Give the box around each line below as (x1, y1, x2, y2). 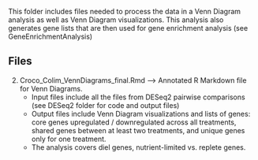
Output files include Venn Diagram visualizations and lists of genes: (31, 109, 251, 118)
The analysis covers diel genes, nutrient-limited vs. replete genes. (31, 142, 246, 152)
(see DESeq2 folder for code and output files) (31, 100, 180, 110)
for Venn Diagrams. (19, 84, 83, 93)
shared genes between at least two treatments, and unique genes (31, 125, 245, 135)
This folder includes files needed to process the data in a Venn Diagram (8, 7, 241, 16)
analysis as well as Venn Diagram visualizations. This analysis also (8, 15, 224, 24)
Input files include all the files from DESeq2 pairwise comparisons (31, 92, 246, 102)
